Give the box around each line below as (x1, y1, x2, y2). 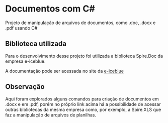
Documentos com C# (5, 3, 96, 15)
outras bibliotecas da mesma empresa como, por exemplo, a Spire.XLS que (5, 106, 161, 112)
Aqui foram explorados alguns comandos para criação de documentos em (5, 96, 159, 102)
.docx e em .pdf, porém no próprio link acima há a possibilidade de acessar (5, 101, 161, 107)
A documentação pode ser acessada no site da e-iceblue (5, 68, 124, 74)
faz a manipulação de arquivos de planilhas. (5, 111, 97, 118)
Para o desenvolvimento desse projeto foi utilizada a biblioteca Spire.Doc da (5, 53, 163, 59)
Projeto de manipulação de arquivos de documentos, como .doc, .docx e (5, 20, 156, 26)
